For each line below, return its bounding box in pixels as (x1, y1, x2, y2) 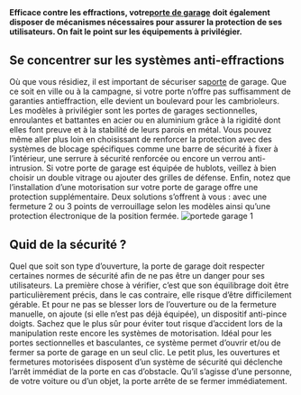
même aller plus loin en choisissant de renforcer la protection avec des (9, 134, 272, 145)
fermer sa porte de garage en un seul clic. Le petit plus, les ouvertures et (9, 347, 280, 358)
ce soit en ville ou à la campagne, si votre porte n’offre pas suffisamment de (9, 86, 291, 97)
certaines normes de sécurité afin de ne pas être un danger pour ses (9, 271, 266, 281)
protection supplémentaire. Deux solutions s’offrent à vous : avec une (9, 191, 268, 202)
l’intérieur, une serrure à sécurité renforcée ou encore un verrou (9, 153, 247, 164)
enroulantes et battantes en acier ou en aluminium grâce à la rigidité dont (9, 115, 281, 125)
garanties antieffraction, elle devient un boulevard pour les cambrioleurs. (9, 96, 279, 106)
